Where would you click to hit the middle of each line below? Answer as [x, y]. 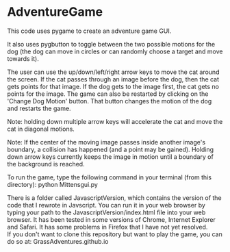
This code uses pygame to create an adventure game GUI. [89, 31]
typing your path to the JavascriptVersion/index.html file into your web [106, 212]
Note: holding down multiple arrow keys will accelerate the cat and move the [115, 121]
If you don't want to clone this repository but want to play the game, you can [115, 234]
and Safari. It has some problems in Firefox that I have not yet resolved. [107, 227]
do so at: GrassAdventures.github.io [58, 241]
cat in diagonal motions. [41, 129]
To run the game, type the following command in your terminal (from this [110, 177]
